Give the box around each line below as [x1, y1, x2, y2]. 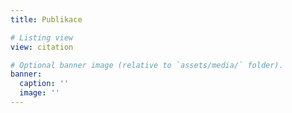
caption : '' [19, 79, 70, 89]
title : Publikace [10, 14, 83, 25]
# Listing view [10, 32, 74, 43]
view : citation [10, 42, 74, 52]
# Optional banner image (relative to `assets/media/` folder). [10, 60, 284, 70]
